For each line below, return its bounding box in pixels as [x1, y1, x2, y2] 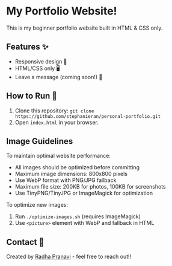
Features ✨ [6, 42, 49, 52]
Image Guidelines [6, 136, 73, 146]
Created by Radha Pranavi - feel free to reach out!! [6, 253, 132, 261]
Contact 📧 [6, 237, 45, 247]
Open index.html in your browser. [14, 118, 99, 126]
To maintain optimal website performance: [6, 152, 111, 160]
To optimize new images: [6, 201, 68, 209]
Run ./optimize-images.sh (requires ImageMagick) [14, 213, 141, 220]
